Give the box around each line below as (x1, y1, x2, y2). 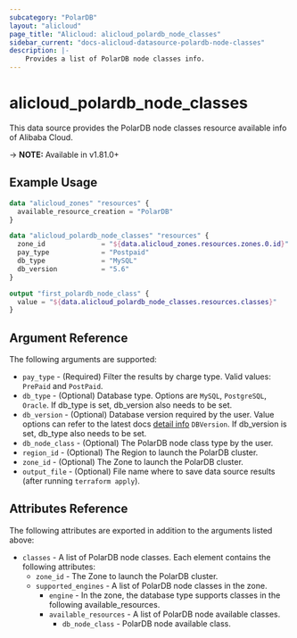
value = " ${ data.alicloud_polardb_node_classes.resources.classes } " (17, 297, 277, 306)
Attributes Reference (9, 501, 128, 517)
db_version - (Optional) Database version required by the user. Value (21, 410, 275, 420)
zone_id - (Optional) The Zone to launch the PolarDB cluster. (21, 457, 243, 468)
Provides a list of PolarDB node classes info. (25, 54, 205, 63)
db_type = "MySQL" (17, 256, 138, 265)
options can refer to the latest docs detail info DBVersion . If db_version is (21, 418, 287, 429)
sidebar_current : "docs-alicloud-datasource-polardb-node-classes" (9, 37, 266, 47)
